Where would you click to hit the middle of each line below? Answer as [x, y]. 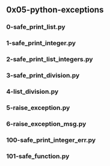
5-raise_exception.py [38, 108]
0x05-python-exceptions [55, 10]
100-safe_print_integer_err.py [51, 140]
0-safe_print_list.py [36, 27]
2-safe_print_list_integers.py [50, 60]
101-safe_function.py [38, 156]
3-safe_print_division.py [43, 76]
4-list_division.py [32, 91]
